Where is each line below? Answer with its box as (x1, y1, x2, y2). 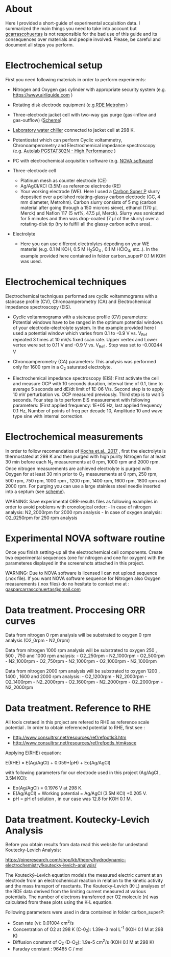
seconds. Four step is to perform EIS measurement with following (12, 397, 151, 403)
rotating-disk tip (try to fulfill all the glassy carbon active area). (20, 221, 152, 227)
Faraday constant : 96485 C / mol (12, 946, 84, 952)
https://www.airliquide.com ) (12, 91, 73, 98)
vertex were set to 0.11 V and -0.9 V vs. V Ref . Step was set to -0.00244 (12, 342, 162, 349)
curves (5, 615, 36, 626)
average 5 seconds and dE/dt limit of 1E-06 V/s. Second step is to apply (12, 386, 164, 392)
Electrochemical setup (5, 60, 103, 72)
